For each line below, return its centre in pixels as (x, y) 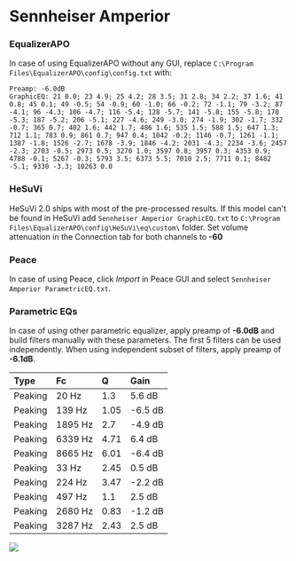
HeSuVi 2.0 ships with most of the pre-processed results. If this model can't (148, 208)
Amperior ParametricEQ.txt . (60, 288)
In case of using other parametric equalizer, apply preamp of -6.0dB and (142, 331)
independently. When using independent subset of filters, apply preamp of (145, 350)
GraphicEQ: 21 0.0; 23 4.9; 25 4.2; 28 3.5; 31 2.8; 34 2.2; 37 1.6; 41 (146, 97)
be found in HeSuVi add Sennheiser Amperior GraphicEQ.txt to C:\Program (145, 217)
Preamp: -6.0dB (37, 89)
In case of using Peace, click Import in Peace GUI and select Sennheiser (140, 279)
